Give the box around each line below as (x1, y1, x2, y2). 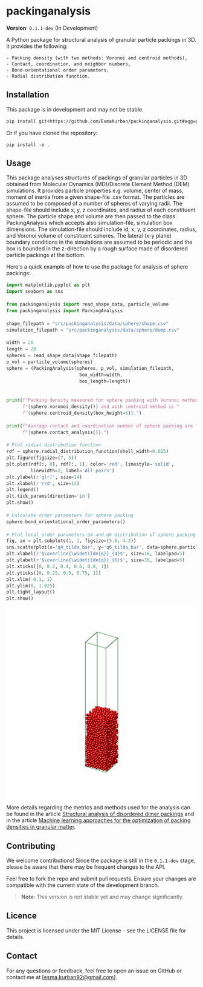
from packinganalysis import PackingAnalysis (6, 307, 123, 313)
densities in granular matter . (6, 823, 76, 831)
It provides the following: (6, 42, 68, 50)
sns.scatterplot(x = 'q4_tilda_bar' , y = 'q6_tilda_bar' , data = (6, 544, 161, 550)
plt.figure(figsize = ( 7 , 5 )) (6, 455, 77, 461)
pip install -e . (6, 141, 50, 148)
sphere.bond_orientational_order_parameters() (6, 518, 126, 525)
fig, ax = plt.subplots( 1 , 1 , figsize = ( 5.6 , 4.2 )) (6, 538, 137, 544)
